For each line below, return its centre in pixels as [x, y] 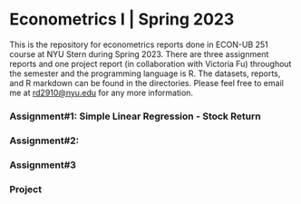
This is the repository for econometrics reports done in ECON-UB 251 [139, 44]
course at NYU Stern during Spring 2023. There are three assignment [139, 53]
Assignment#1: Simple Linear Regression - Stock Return [135, 116]
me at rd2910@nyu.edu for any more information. [101, 92]
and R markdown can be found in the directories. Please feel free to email [146, 83]
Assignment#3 [43, 165]
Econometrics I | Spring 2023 [122, 19]
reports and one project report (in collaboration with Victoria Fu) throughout [150, 63]
